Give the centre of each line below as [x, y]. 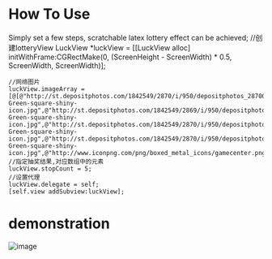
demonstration [59, 224]
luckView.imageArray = [47, 89]
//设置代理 [24, 177]
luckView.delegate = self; [54, 184]
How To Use [49, 14]
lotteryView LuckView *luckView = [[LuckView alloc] [103, 47]
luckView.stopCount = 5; [50, 168]
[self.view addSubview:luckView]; [67, 192]
